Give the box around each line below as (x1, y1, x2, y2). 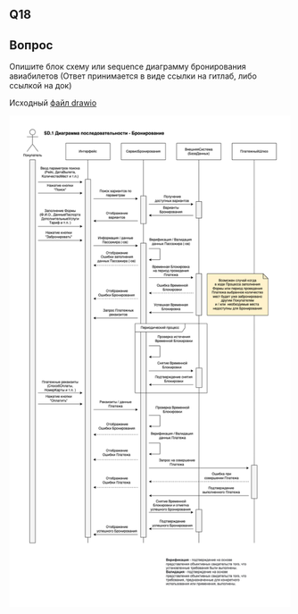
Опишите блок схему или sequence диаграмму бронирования (9, 62, 247, 72)
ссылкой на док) (9, 80, 72, 91)
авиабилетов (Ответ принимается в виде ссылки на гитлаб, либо (9, 71, 257, 81)
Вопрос (9, 38, 54, 53)
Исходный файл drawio (9, 97, 97, 108)
